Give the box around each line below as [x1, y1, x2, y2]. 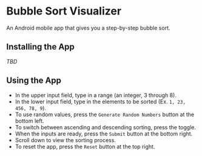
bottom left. [15, 117, 44, 125]
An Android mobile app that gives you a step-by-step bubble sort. [6, 24, 170, 31]
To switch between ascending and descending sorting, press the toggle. [15, 123, 196, 131]
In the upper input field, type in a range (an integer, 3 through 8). [15, 91, 177, 99]
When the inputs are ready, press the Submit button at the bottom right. [15, 130, 193, 137]
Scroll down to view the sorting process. [15, 136, 116, 143]
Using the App [6, 76, 62, 86]
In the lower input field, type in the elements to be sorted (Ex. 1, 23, [15, 98, 186, 105]
